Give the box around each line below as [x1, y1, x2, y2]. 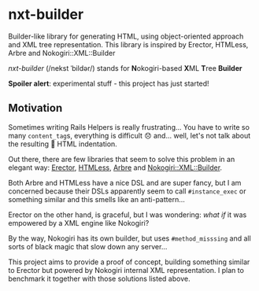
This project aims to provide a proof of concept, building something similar [8, 257, 250, 267]
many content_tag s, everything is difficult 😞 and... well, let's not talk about [8, 131, 251, 140]
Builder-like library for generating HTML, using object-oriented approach [8, 31, 244, 41]
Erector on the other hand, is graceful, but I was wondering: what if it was [8, 210, 247, 219]
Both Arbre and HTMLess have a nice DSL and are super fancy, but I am [8, 178, 242, 187]
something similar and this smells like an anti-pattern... [8, 194, 185, 204]
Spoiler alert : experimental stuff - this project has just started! [8, 79, 210, 88]
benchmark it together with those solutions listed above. [8, 274, 191, 283]
